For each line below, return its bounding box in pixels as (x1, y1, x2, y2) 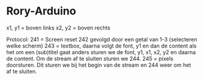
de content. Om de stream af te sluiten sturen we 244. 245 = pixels (6, 55, 174, 62)
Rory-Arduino (6, 4, 76, 18)
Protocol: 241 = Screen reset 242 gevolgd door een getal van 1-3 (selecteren (6, 35, 198, 43)
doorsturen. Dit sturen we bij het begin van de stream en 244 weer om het (6, 61, 191, 69)
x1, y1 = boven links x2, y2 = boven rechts (6, 24, 111, 31)
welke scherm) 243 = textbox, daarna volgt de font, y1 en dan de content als (6, 42, 197, 49)
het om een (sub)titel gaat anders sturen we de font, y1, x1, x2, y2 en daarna (6, 48, 196, 55)
